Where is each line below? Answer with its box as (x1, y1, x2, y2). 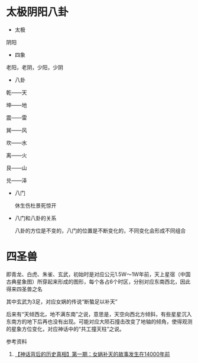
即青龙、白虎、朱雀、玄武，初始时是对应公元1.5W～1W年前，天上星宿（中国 (6, 270, 191, 278)
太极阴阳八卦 (6, 5, 69, 19)
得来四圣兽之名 (6, 285, 43, 293)
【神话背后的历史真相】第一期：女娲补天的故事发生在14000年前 (14, 350, 170, 358)
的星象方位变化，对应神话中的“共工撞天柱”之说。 (6, 325, 125, 332)
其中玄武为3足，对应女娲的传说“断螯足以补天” (6, 298, 118, 305)
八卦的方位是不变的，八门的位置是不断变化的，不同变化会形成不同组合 (14, 227, 186, 234)
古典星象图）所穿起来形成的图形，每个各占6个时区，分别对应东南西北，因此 (6, 278, 191, 285)
